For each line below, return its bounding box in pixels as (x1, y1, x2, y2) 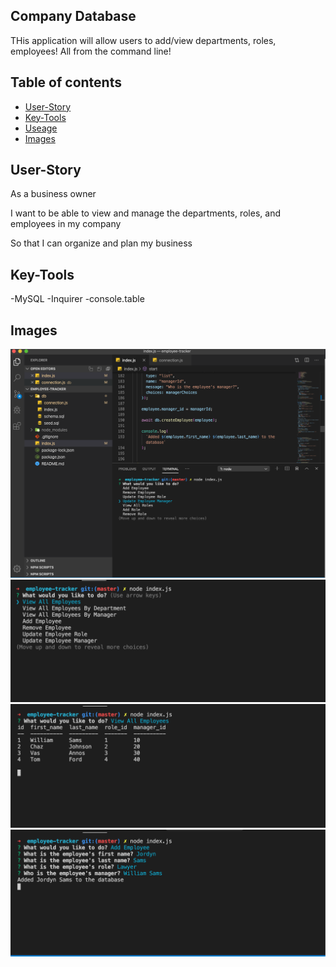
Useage (24, 122, 58, 134)
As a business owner (10, 188, 97, 200)
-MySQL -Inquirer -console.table (10, 293, 145, 305)
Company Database (10, 8, 137, 25)
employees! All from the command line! (10, 45, 172, 57)
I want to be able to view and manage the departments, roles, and (10, 207, 281, 219)
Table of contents (10, 74, 122, 91)
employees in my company (10, 218, 122, 230)
